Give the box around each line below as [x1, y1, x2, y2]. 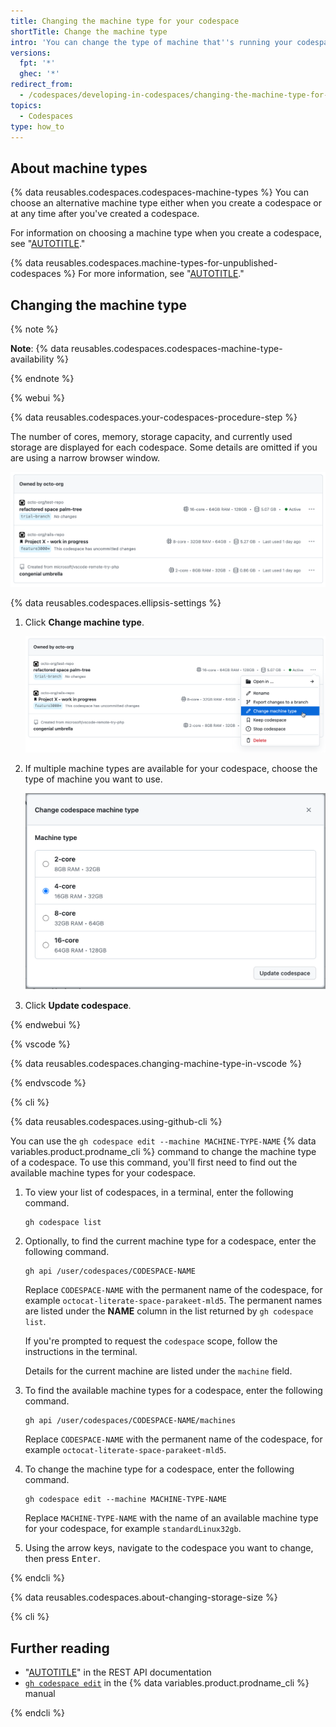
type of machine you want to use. [24, 773, 163, 785]
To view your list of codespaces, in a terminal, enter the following [24, 1186, 294, 1199]
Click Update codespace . [24, 1000, 132, 1012]
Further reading [10, 1640, 110, 1657]
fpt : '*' [19, 58, 56, 69]
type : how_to [10, 121, 65, 132]
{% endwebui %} [10, 1019, 81, 1031]
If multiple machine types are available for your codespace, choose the [24, 763, 318, 775]
